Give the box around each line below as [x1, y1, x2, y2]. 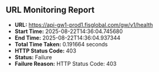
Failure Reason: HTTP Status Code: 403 [14, 60, 117, 67]
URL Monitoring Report [6, 5, 95, 15]
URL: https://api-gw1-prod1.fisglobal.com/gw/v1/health [14, 21, 153, 28]
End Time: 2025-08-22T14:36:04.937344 [14, 34, 120, 41]
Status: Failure [14, 53, 53, 60]
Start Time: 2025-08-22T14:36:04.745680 [14, 27, 123, 35]
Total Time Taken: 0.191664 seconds [14, 40, 108, 48]
